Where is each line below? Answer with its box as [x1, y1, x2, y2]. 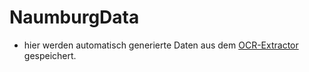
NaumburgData [9, 6, 140, 29]
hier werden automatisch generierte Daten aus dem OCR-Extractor [23, 39, 299, 51]
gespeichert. [23, 49, 77, 61]
